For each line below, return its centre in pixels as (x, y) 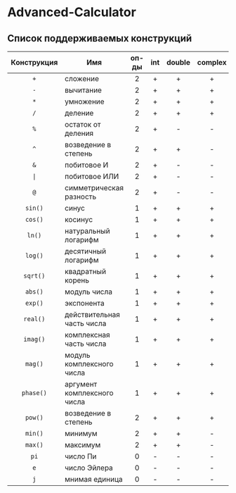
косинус (79, 219)
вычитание (83, 90)
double (178, 62)
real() (34, 319)
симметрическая (94, 188)
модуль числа (88, 292)
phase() (34, 393)
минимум (81, 433)
